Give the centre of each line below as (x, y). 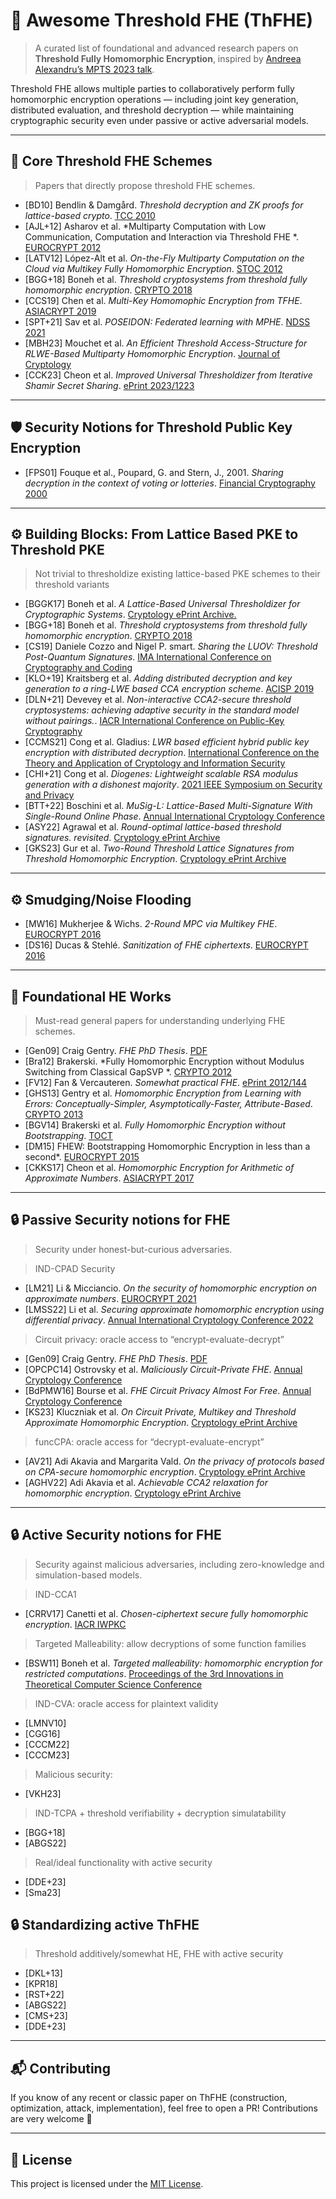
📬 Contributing (60, 2068)
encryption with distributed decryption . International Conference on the (172, 753)
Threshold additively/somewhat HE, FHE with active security (159, 1954)
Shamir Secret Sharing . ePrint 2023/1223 (109, 385)
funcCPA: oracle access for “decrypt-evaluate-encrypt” (149, 1441)
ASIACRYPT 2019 (60, 311)
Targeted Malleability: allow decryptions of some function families (170, 1643)
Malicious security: (73, 1774)
